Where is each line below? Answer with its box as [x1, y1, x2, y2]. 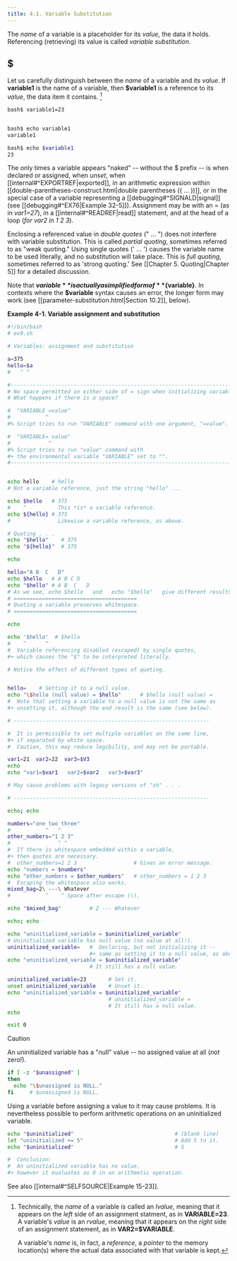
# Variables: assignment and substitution [7, 343, 134, 350]
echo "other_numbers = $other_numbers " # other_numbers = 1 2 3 [7, 873, 207, 880]
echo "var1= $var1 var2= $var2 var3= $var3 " [7, 769, 143, 777]
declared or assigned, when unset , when [7, 171, 126, 180]
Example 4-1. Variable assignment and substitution [7, 310, 160, 318]
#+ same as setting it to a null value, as [89, 950, 219, 957]
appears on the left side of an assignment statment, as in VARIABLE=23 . [17, 1210, 229, 1219]
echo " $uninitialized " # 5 [7, 1143, 185, 1151]
